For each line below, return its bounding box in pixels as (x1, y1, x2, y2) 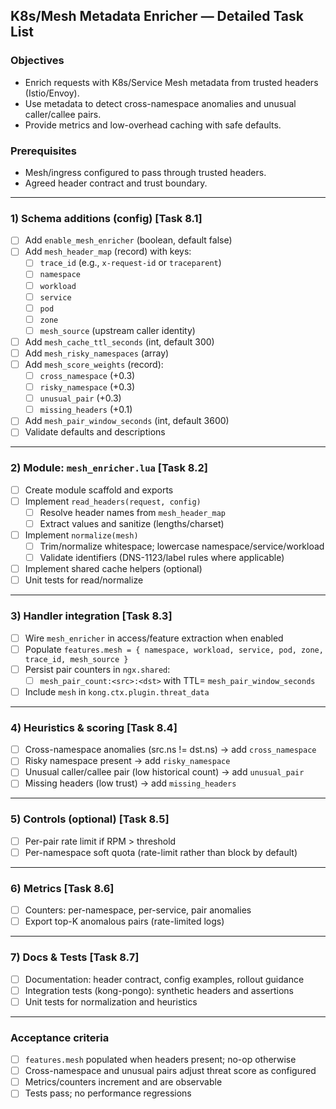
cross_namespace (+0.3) (39, 370, 136, 382)
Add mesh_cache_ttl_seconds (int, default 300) (24, 335, 215, 348)
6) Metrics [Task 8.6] (10, 881, 115, 895)
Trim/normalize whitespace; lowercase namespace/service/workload (39, 540, 325, 553)
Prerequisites (10, 144, 77, 158)
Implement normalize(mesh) (24, 529, 139, 541)
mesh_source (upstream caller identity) (39, 324, 196, 336)
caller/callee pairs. (24, 108, 102, 120)
